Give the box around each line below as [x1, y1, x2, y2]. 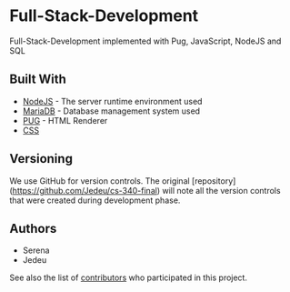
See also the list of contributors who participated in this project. [9, 272, 248, 283]
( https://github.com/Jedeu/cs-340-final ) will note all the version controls [9, 185, 281, 196]
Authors [9, 220, 57, 237]
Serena [22, 245, 50, 256]
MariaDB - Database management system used [22, 106, 201, 116]
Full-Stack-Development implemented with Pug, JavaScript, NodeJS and [9, 35, 282, 46]
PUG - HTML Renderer [22, 115, 108, 126]
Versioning [9, 151, 73, 166]
